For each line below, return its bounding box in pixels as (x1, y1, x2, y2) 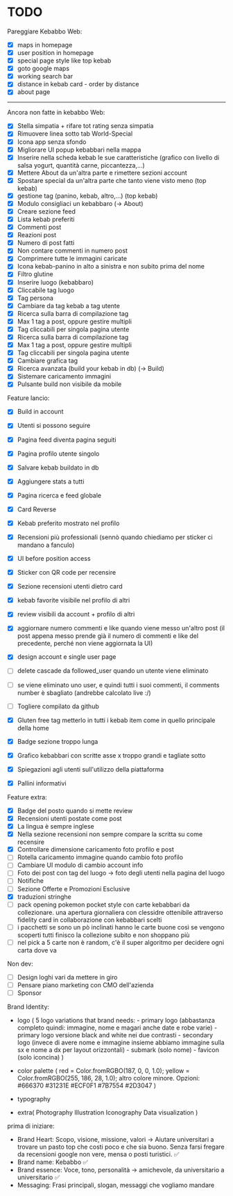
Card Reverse (17, 505, 57, 513)
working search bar (17, 72, 74, 81)
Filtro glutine (17, 270, 53, 278)
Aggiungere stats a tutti (17, 477, 85, 486)
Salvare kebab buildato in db (17, 463, 99, 472)
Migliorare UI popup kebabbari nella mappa (17, 145, 141, 154)
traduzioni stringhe (17, 892, 71, 901)
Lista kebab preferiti (17, 215, 75, 223)
